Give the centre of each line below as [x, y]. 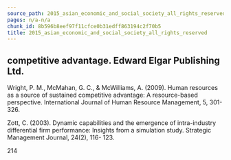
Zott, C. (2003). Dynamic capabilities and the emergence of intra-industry [112, 123]
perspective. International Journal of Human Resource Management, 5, [108, 102]
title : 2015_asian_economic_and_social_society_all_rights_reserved [107, 33]
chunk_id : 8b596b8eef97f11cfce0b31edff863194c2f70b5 [84, 26]
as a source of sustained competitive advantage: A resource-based [102, 95]
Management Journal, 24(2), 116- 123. [61, 137]
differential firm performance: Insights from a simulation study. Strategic [109, 130]
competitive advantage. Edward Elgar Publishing [113, 60]
